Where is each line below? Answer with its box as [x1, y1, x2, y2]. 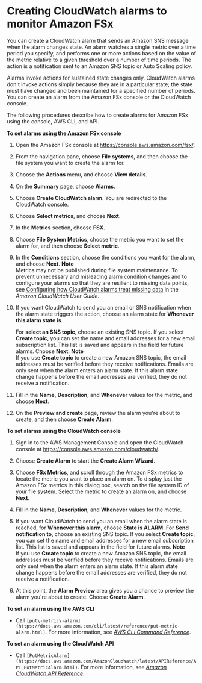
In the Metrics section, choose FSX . [15, 224, 106, 231]
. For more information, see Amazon [78, 663, 167, 670]
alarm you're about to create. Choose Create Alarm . [15, 593, 145, 600]
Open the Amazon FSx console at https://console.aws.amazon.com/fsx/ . [15, 141, 195, 148]
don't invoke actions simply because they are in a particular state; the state [7, 80, 193, 88]
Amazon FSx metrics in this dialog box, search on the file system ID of [15, 481, 189, 488]
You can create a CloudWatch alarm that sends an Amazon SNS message [7, 37, 189, 44]
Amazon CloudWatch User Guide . [15, 292, 100, 299]
